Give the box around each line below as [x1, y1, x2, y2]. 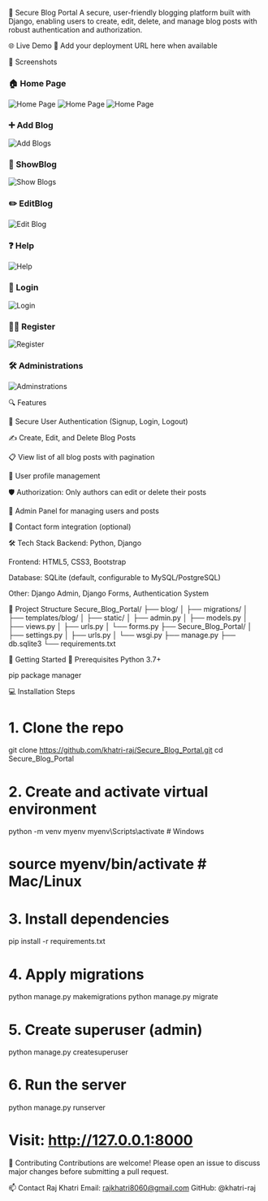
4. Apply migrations [8, 965, 145, 984]
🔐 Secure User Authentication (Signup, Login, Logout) [8, 417, 188, 426]
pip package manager [8, 670, 82, 680]
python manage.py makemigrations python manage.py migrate [8, 992, 218, 1002]
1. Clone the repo [8, 718, 124, 736]
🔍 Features [8, 398, 47, 408]
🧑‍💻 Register [8, 321, 55, 332]
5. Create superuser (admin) [8, 1020, 203, 1039]
